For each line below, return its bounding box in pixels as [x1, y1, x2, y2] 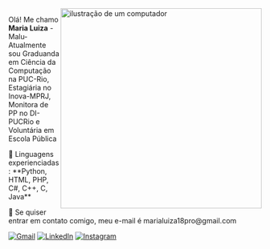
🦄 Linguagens [8, 150, 54, 159]
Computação [8, 66, 51, 75]
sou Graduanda [8, 49, 59, 58]
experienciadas [8, 158, 59, 167]
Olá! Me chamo [8, 15, 59, 24]
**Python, [11, 167, 47, 175]
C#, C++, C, [8, 183, 48, 193]
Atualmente [8, 40, 47, 50]
